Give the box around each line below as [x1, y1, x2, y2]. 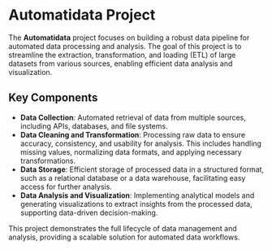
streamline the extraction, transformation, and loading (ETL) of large [8, 50, 236, 59]
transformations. [19, 156, 76, 165]
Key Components [8, 91, 98, 105]
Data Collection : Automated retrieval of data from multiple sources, [19, 112, 246, 122]
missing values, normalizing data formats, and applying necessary [19, 147, 242, 156]
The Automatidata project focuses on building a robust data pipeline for [8, 33, 250, 42]
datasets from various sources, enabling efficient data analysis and [8, 59, 233, 68]
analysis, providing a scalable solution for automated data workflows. [8, 232, 240, 242]
